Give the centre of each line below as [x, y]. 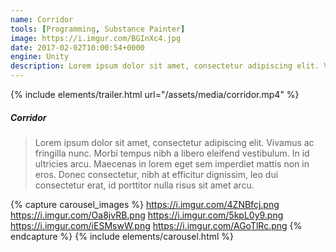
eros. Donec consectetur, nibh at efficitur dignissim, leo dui [156, 174]
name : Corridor [42, 19]
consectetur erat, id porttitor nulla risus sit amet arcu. [144, 185]
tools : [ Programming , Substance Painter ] [98, 29]
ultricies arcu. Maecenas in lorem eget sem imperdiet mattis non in [172, 163]
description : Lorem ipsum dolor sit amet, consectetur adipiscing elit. [165, 66]
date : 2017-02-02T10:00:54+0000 [77, 47]
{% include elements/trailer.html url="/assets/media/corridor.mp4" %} [155, 94]
